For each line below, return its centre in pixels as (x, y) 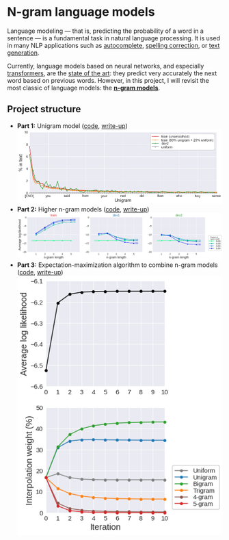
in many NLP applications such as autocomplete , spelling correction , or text (113, 45)
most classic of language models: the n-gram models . (84, 88)
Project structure (44, 109)
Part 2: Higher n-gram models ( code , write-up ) (83, 209)
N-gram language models (81, 12)
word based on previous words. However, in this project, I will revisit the (108, 80)
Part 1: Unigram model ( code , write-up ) (72, 126)
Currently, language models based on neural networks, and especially (106, 66)
